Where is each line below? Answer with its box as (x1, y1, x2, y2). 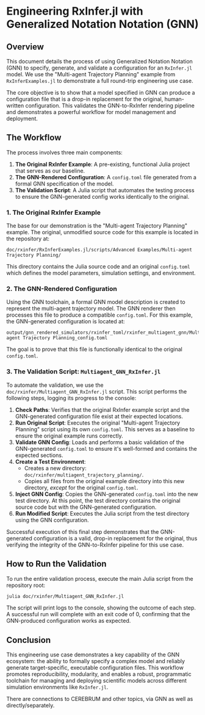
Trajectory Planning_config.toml (22, 335, 108, 341)
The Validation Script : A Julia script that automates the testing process (15, 186, 195, 193)
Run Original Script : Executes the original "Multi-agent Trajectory (15, 419, 181, 426)
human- (164, 96, 185, 102)
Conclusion (6, 634, 51, 645)
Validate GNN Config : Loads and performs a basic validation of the (15, 438, 185, 446)
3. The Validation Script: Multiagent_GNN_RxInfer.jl (6, 367, 161, 376)
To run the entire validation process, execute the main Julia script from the (6, 575, 193, 582)
